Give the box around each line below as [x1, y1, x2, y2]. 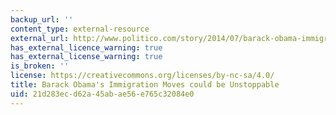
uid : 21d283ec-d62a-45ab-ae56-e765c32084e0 [10, 89, 195, 99]
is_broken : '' [10, 61, 70, 71]
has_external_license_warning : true [10, 52, 163, 62]
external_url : [10, 33, 70, 43]
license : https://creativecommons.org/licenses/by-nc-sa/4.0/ [10, 71, 275, 81]
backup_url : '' [10, 14, 74, 25]
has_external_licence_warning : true [10, 42, 163, 53]
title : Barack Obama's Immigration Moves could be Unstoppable [10, 80, 280, 90]
